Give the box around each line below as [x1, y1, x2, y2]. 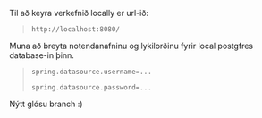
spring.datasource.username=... [30, 67, 152, 76]
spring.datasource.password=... [30, 83, 152, 92]
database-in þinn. [9, 50, 74, 61]
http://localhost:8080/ [30, 25, 121, 34]
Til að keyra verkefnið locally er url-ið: [9, 8, 149, 18]
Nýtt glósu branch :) [9, 98, 83, 109]
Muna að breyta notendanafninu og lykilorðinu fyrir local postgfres [9, 40, 253, 51]
